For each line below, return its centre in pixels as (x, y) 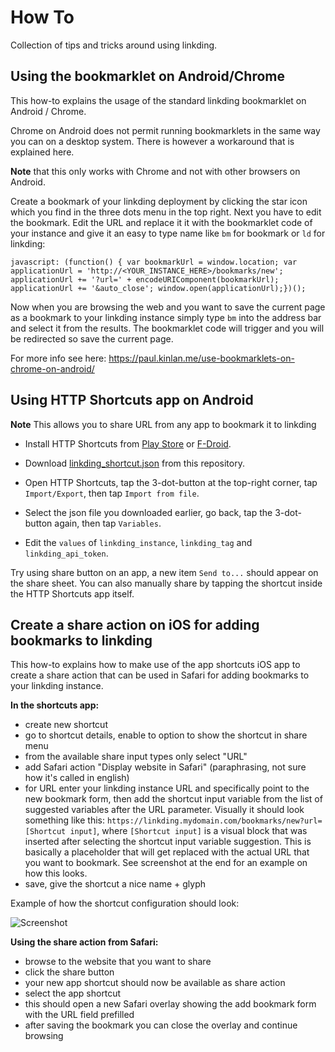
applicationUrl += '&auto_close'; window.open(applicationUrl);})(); (158, 288)
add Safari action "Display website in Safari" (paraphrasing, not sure (165, 767)
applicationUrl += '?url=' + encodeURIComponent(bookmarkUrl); (145, 279)
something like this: (64, 820)
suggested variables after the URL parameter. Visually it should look (164, 810)
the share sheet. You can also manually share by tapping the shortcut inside (166, 583)
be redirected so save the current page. (92, 338)
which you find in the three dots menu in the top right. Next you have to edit (166, 212)
